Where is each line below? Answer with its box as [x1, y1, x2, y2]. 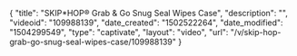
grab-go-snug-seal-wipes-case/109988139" [9, 36, 177, 47]
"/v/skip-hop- [230, 27, 282, 37]
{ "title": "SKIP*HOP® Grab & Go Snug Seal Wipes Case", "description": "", [9, 8, 289, 18]
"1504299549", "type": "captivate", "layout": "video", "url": [9, 27, 229, 37]
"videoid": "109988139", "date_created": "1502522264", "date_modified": [9, 17, 283, 28]
